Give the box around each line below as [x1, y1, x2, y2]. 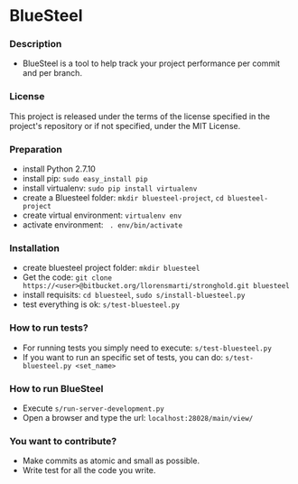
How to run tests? [9, 321, 88, 334]
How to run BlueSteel [9, 382, 104, 395]
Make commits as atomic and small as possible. [22, 455, 200, 466]
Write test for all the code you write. [22, 465, 156, 476]
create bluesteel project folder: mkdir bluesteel [22, 263, 200, 274]
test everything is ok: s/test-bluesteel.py [22, 299, 181, 310]
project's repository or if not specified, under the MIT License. [9, 120, 241, 131]
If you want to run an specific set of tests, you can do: [22, 351, 224, 362]
